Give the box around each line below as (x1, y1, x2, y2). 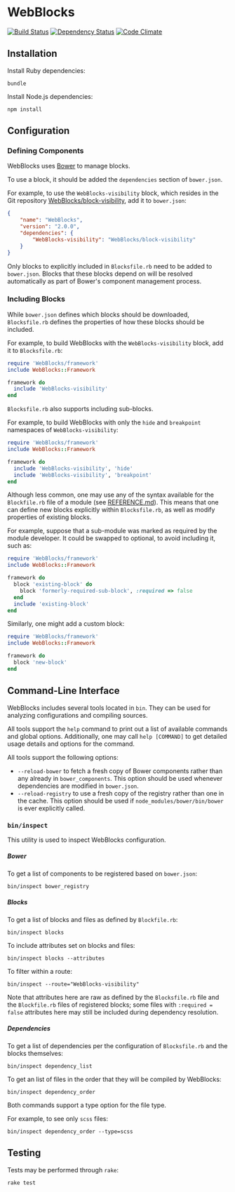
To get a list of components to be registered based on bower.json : (7, 869, 198, 878)
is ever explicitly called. (17, 804, 86, 812)
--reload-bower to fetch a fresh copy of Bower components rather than (17, 766, 223, 775)
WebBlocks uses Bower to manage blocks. (7, 162, 131, 170)
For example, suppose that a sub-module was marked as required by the (7, 527, 217, 535)
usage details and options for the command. (7, 739, 135, 748)
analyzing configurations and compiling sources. (7, 711, 148, 719)
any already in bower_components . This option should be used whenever (17, 774, 223, 782)
